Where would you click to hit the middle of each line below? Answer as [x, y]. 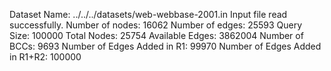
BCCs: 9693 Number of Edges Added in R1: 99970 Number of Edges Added [165, 46]
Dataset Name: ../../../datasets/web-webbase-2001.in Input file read [148, 14]
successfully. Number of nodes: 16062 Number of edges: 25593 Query [156, 25]
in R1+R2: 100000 [45, 57]
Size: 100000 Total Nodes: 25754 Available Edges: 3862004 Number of [156, 35]
